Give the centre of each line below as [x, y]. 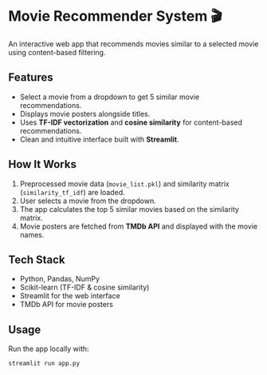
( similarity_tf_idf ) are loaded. [72, 192]
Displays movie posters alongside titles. [85, 114]
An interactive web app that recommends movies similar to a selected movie [133, 44]
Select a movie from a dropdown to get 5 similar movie [110, 97]
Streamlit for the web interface [70, 296]
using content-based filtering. [57, 52]
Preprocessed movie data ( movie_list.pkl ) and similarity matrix [124, 184]
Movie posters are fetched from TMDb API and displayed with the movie [138, 226]
